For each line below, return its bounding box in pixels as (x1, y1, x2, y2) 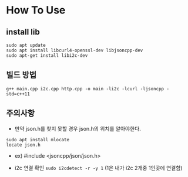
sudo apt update (6, 42, 46, 48)
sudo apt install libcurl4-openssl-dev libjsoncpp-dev (6, 47, 143, 53)
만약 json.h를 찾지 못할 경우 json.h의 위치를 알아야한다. (14, 125, 141, 132)
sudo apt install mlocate (6, 137, 69, 142)
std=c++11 (6, 91, 31, 97)
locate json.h (6, 142, 41, 148)
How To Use (6, 4, 66, 17)
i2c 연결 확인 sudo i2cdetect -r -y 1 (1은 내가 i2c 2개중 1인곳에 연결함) (14, 164, 183, 171)
